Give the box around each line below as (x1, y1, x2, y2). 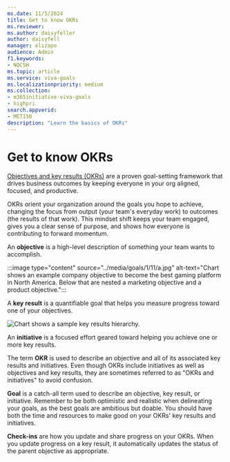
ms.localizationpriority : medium (7, 81, 104, 88)
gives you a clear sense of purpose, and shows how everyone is (7, 222, 190, 230)
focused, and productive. (7, 187, 79, 195)
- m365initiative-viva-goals (7, 94, 91, 101)
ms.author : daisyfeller (7, 29, 76, 37)
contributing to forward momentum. (7, 230, 109, 238)
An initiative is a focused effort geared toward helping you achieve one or (7, 333, 218, 342)
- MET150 (7, 113, 32, 120)
